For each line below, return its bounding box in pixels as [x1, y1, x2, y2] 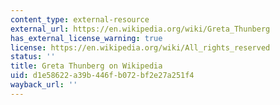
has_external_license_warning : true [10, 33, 163, 43]
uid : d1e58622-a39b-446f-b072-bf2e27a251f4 [10, 71, 195, 81]
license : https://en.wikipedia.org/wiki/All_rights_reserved [10, 42, 271, 53]
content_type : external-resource [10, 14, 150, 25]
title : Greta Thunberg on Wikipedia [10, 61, 163, 71]
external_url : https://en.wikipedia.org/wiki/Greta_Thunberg [10, 24, 271, 34]
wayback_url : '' [10, 80, 78, 90]
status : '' [10, 52, 56, 62]
